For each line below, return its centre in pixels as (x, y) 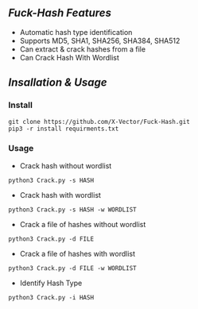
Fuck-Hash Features (60, 13)
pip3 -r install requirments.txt (64, 129)
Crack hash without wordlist (66, 165)
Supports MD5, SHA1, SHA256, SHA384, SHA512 (100, 41)
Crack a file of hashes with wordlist (78, 253)
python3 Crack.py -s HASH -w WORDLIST (72, 210)
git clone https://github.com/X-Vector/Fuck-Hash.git (99, 122)
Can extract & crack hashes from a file (82, 49)
